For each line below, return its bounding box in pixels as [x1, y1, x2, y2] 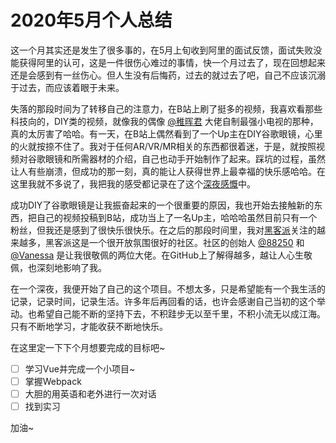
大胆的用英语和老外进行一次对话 [24, 388, 157, 400]
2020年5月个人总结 [10, 9, 173, 32]
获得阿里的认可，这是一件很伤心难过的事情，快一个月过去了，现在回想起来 [18, 56, 326, 68]
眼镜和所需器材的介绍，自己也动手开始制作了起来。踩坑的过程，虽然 [44, 152, 326, 165]
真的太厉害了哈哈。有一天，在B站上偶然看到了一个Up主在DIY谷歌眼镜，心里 [10, 127, 323, 140]
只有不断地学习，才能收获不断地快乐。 [10, 320, 168, 332]
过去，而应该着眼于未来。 [18, 81, 125, 93]
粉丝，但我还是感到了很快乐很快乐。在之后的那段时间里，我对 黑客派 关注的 [10, 224, 317, 236]
